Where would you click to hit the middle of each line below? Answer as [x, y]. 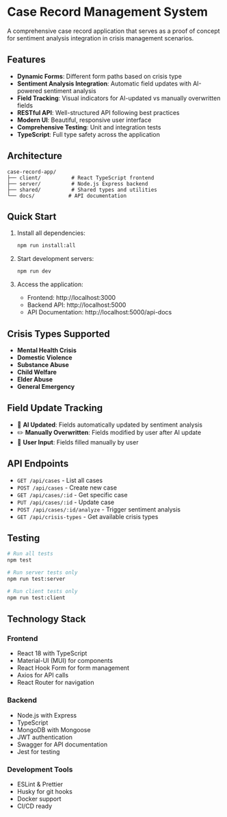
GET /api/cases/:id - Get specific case [72, 494]
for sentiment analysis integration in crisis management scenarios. [101, 38]
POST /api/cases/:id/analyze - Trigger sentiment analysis [99, 509]
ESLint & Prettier [40, 784]
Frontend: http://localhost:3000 [71, 298]
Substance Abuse [43, 364]
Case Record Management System [108, 12]
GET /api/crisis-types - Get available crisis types [88, 516]
